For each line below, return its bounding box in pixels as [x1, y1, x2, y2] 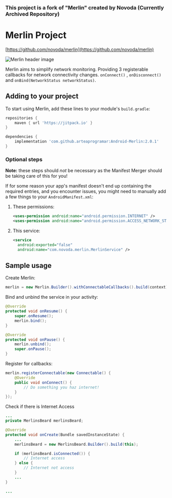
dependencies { [5, 134, 38, 139]
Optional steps [5, 156, 42, 163]
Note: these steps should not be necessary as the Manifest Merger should [5, 168, 162, 174]
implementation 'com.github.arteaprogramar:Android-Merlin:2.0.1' [14, 139, 159, 144]
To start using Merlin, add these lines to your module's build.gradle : [5, 106, 150, 112]
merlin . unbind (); [14, 342, 52, 347]
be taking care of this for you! [5, 173, 68, 179]
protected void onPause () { [5, 337, 66, 342]
